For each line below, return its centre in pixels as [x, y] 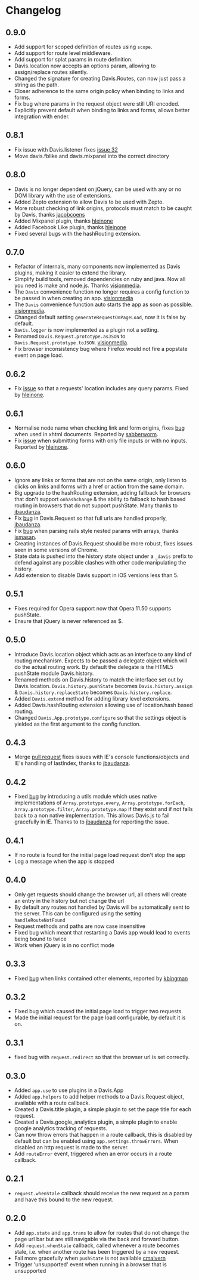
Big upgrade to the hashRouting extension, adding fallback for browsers [102, 492]
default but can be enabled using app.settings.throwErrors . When [96, 1141]
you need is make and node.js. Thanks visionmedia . [77, 286]
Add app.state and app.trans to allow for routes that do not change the [102, 1232]
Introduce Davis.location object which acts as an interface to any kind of [103, 654]
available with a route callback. [52, 1103]
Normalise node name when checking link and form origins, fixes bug [99, 428]
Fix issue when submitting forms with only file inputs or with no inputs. [101, 441]
